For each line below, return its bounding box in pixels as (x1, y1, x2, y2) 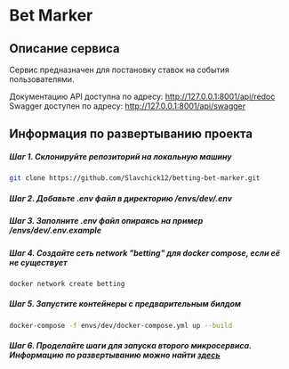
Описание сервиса (9, 41, 120, 56)
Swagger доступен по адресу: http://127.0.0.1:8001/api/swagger (9, 101, 246, 111)
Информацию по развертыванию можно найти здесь (9, 349, 221, 361)
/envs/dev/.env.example (9, 225, 102, 236)
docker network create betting (9, 279, 125, 288)
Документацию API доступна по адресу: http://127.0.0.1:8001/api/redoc (9, 91, 276, 102)
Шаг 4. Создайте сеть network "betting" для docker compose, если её (9, 247, 280, 258)
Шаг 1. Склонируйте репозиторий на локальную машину (9, 151, 233, 161)
